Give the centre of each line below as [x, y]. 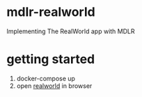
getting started [51, 59]
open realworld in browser [54, 86]
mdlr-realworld [51, 12]
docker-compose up [46, 78]
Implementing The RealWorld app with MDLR [71, 31]
